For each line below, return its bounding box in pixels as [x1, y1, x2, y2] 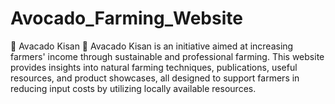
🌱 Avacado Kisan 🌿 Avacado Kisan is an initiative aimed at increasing [10, 40, 294, 52]
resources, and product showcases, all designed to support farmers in [10, 72, 300, 84]
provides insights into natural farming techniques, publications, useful [10, 61, 298, 73]
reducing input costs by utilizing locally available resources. [10, 82, 257, 94]
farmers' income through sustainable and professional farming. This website [10, 50, 325, 62]
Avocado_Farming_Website [10, 7, 243, 30]
